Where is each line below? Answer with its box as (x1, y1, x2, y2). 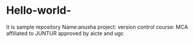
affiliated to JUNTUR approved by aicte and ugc (6, 29, 124, 36)
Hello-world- (6, 4, 72, 17)
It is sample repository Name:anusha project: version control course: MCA (6, 23, 188, 30)
